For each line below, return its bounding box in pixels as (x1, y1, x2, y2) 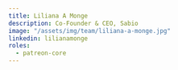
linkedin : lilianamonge (8, 34, 89, 43)
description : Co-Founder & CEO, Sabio (8, 19, 139, 27)
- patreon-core (15, 49, 67, 57)
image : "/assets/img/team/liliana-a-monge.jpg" (8, 27, 172, 35)
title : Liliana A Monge (8, 11, 89, 20)
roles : (8, 42, 31, 50)
